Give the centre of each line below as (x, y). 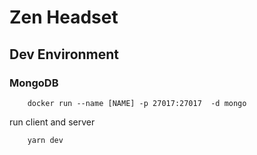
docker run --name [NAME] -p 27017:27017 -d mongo (137, 103)
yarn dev (45, 140)
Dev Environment (64, 54)
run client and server (52, 122)
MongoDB (34, 83)
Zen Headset (64, 17)
